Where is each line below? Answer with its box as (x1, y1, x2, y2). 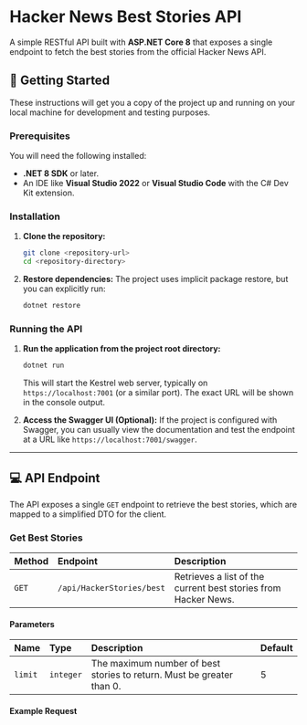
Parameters (9, 618, 55, 629)
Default (259, 642, 293, 655)
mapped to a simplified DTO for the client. (9, 509, 167, 520)
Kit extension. (22, 187, 75, 198)
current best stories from (174, 582, 281, 594)
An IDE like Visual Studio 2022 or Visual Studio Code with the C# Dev (22, 178, 290, 189)
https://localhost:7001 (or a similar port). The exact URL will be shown (22, 387, 294, 398)
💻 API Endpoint (9, 470, 101, 486)
